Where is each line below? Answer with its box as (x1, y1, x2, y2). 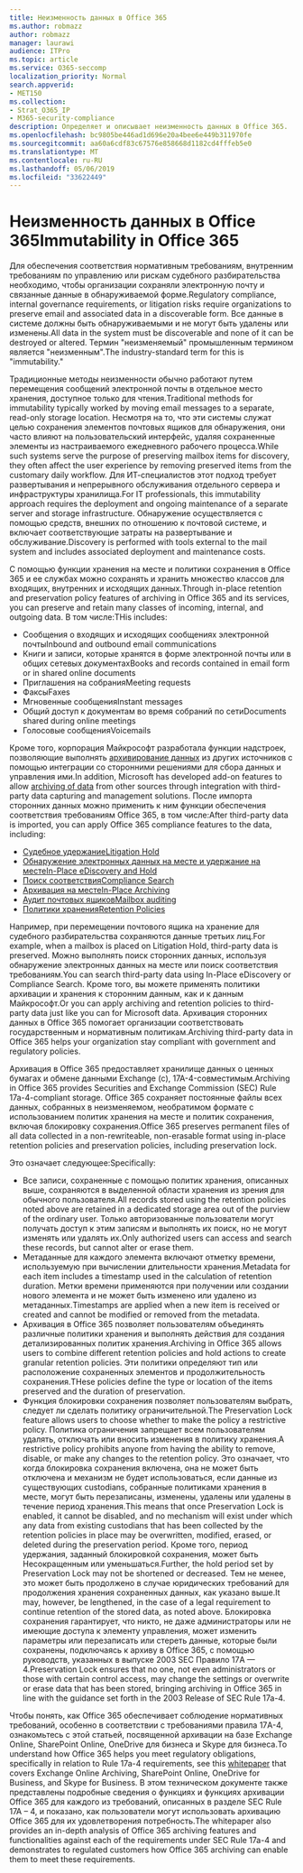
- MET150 (9, 88, 42, 97)
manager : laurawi (9, 38, 75, 48)
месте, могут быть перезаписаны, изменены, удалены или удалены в (22, 1491, 291, 1502)
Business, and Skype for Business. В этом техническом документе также (9, 1777, 289, 1788)
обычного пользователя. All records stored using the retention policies (22, 1195, 287, 1205)
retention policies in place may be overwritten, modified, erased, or (22, 1530, 272, 1541)
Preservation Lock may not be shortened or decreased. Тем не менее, (22, 1568, 287, 1579)
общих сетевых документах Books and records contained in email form (22, 658, 290, 669)
